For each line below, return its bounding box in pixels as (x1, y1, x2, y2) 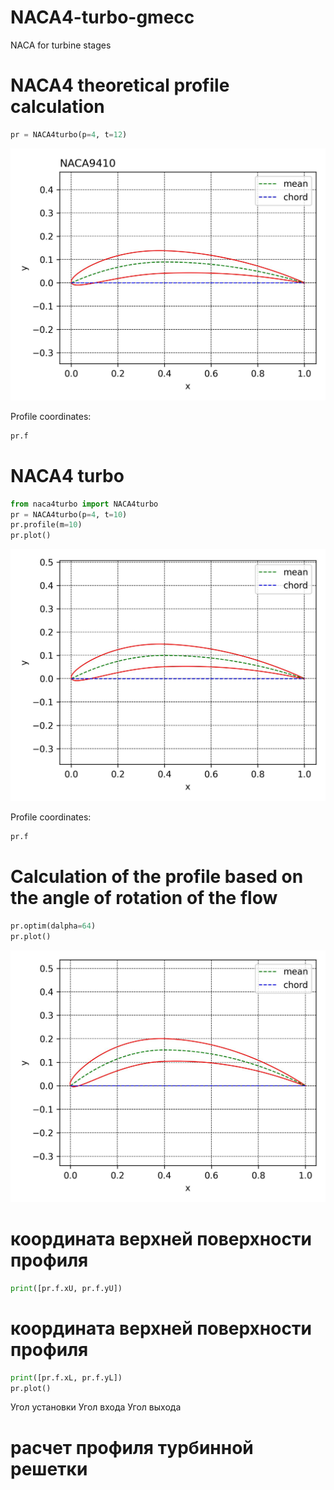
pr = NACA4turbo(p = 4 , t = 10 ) (10, 509, 128, 520)
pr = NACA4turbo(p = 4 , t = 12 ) (10, 129, 128, 140)
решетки (10, 1457, 88, 1480)
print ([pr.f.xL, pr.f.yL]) (10, 1372, 123, 1383)
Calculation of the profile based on (10, 866, 304, 888)
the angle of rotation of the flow (10, 887, 278, 910)
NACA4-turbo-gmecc (10, 6, 195, 29)
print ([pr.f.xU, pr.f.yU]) (10, 1283, 123, 1293)
